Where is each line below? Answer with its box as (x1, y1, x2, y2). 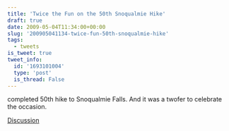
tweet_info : (7, 56, 42, 63)
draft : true (7, 17, 42, 24)
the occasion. (7, 103, 47, 111)
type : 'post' (13, 69, 52, 76)
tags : (7, 37, 23, 44)
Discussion (7, 116, 40, 125)
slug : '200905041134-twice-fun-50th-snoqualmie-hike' (7, 30, 170, 37)
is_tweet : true (7, 50, 52, 57)
